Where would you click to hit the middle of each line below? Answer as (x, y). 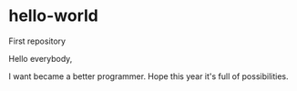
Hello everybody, (41, 58)
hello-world (54, 16)
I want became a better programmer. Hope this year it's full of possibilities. (148, 76)
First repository (37, 41)
